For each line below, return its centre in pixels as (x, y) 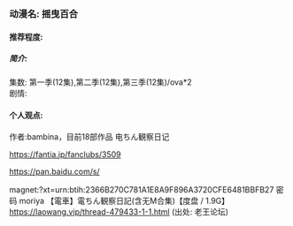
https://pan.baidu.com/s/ (54, 171)
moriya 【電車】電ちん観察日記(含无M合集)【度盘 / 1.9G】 (124, 200)
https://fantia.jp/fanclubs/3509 (65, 154)
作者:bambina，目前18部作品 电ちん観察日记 (89, 136)
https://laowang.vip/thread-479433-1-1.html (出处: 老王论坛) (119, 211)
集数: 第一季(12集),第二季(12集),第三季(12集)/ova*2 (100, 82)
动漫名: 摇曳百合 (43, 13)
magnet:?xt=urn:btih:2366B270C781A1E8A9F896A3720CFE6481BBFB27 (142, 189)
